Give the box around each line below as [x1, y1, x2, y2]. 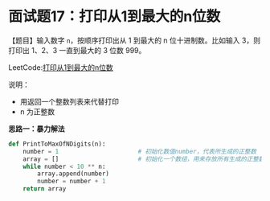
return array [22, 185, 67, 193]
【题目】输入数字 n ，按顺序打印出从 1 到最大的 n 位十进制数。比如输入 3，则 [8, 35, 261, 45]
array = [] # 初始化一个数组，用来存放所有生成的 [22, 154, 247, 163]
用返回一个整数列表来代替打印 [19, 96, 119, 106]
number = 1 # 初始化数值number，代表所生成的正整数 [22, 147, 257, 155]
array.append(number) [37, 170, 110, 178]
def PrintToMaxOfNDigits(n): [8, 140, 106, 148]
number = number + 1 [37, 178, 106, 186]
